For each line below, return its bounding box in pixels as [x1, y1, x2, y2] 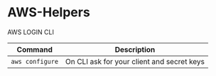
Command [16, 44, 53, 54]
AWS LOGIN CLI [7, 28, 55, 36]
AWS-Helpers [7, 4, 90, 21]
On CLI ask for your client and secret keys [65, 56, 205, 66]
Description [114, 44, 156, 54]
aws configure [11, 58, 59, 65]
